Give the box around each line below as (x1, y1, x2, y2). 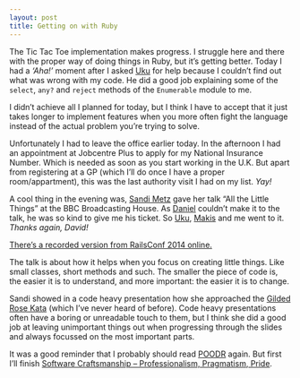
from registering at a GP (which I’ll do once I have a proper (9, 167, 226, 177)
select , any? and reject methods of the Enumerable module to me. (9, 84, 253, 95)
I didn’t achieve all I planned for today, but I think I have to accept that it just (9, 101, 288, 112)
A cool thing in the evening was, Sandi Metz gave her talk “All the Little (9, 193, 270, 204)
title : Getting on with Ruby (9, 21, 118, 30)
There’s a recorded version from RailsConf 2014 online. (9, 239, 213, 250)
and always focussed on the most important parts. (9, 331, 195, 341)
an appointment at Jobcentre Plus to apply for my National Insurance (9, 147, 264, 158)
